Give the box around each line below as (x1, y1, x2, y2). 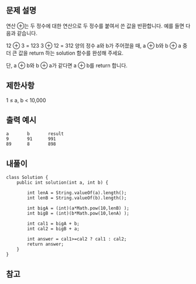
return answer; (27, 241, 64, 248)
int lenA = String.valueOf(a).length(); (27, 190, 127, 196)
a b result (6, 131, 64, 137)
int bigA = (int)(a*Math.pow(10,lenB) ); (27, 205, 130, 211)
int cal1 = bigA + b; (27, 221, 80, 227)
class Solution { (6, 175, 49, 181)
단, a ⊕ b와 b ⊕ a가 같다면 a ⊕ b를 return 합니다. (6, 62, 128, 69)
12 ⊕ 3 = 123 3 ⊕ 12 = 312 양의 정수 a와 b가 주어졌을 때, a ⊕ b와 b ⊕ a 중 (6, 42, 188, 49)
